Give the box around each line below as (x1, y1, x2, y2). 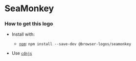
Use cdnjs (11, 50, 32, 56)
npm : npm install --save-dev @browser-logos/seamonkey (19, 41, 132, 47)
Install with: (11, 31, 35, 37)
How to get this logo (4, 20, 53, 27)
